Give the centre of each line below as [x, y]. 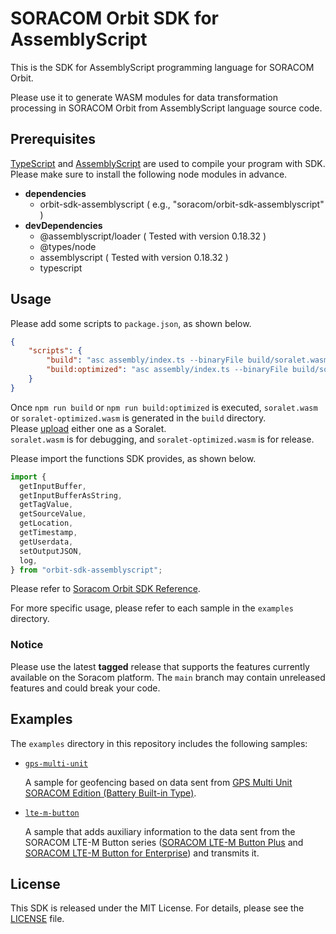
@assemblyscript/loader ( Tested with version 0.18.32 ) [153, 236]
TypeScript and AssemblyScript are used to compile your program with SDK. [168, 163]
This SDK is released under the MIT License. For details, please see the [157, 908]
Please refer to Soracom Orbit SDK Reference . [105, 589]
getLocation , [46, 523]
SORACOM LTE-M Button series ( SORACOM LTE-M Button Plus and [164, 842]
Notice [27, 645]
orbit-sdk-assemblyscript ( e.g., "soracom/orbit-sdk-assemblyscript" [182, 204]
